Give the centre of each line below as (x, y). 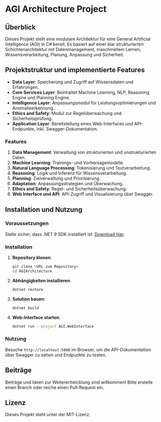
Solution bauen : (29, 299)
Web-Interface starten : (36, 317)
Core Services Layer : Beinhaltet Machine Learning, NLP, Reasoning (81, 92)
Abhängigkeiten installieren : (42, 281)
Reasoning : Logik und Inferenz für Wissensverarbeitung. (70, 173)
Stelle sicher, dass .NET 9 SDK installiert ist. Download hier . (65, 234)
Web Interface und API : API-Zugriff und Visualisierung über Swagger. (83, 194)
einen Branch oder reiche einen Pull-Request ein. (55, 387)
